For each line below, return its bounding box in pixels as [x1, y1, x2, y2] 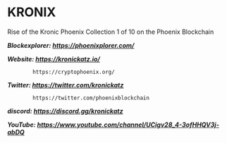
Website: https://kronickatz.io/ [7, 54, 100, 63]
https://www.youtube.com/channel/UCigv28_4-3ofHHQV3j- [37, 120, 220, 129]
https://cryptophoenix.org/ [32, 68, 115, 75]
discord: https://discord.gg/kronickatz [7, 106, 123, 115]
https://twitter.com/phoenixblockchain [32, 94, 150, 101]
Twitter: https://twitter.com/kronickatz [7, 80, 124, 89]
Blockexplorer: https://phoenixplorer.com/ [7, 41, 135, 49]
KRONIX [7, 4, 56, 20]
